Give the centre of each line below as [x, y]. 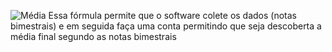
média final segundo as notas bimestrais [93, 36]
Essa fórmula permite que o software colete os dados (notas [172, 15]
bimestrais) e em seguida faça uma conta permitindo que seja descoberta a [166, 26]
